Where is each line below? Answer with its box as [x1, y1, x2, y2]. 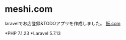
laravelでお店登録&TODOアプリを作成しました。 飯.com [5, 20, 121, 26]
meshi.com [5, 3, 53, 15]
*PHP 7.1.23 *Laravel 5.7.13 [5, 30, 61, 36]
